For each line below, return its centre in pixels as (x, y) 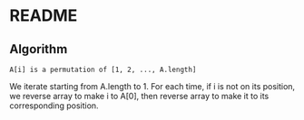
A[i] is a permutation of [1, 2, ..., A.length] (103, 69)
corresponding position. (54, 106)
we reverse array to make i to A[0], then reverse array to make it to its (139, 96)
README (44, 16)
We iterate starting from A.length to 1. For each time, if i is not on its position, (152, 86)
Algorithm (39, 49)
